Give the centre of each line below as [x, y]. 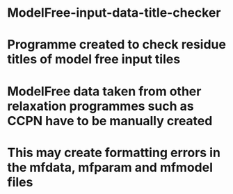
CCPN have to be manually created [110, 121]
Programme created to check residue [116, 45]
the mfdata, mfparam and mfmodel [110, 167]
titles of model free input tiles [94, 59]
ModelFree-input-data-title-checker [114, 13]
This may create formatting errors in [114, 153]
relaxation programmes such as [101, 106]
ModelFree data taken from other [104, 91]
